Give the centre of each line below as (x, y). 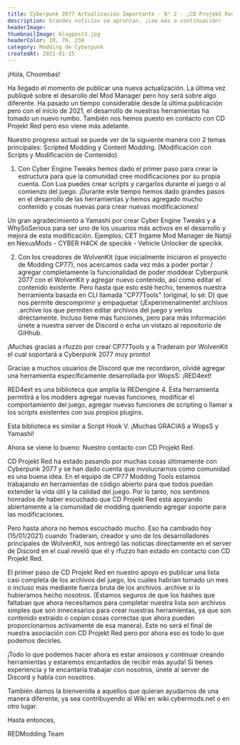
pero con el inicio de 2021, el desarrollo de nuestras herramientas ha (108, 111)
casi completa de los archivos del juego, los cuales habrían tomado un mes (118, 579)
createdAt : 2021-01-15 (41, 54)
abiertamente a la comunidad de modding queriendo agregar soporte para (117, 507)
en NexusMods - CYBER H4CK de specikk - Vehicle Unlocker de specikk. (115, 243)
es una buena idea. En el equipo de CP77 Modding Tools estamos (104, 476)
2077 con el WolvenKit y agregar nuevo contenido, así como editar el (119, 280)
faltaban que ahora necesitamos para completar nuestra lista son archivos (117, 602)
